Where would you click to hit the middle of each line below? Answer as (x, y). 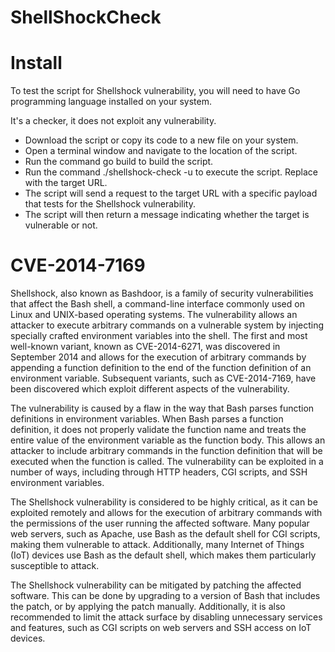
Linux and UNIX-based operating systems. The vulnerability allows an (154, 315)
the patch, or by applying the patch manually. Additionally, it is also (148, 607)
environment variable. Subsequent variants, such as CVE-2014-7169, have (163, 378)
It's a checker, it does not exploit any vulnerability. (113, 121)
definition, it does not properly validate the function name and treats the (158, 430)
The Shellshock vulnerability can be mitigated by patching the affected (156, 585)
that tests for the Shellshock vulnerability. (110, 204)
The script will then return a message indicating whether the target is (167, 215)
